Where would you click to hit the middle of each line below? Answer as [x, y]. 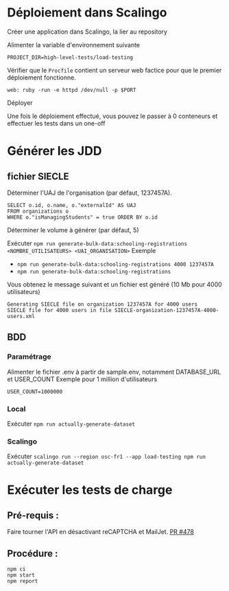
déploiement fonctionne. [42, 77]
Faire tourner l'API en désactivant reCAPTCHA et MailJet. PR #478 [100, 532]
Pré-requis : [33, 515]
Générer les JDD [55, 151]
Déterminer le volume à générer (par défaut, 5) [73, 230]
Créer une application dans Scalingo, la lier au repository [87, 32]
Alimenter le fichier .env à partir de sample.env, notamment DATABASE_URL [114, 372]
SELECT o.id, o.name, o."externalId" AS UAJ [72, 205]
